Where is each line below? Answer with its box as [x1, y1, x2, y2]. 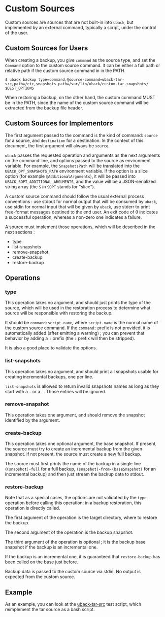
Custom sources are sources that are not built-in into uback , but [5, 19, 134, 25]
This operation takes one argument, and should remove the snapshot [5, 412, 145, 418]
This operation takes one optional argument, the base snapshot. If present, [5, 441, 157, 446]
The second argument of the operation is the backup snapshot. [5, 529, 133, 535]
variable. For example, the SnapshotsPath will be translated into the [5, 163, 140, 169]
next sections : [5, 229, 35, 235]
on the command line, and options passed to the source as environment [5, 157, 151, 163]
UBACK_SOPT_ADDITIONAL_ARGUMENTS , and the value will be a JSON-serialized [5, 178, 156, 184]
